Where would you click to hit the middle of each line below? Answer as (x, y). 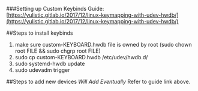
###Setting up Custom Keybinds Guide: (55, 9)
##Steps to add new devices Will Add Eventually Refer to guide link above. (98, 81)
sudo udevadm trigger (42, 70)
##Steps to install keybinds (40, 33)
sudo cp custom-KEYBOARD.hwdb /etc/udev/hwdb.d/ (81, 57)
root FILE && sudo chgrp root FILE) (58, 51)
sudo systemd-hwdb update (50, 63)
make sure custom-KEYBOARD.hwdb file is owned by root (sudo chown (103, 45)
